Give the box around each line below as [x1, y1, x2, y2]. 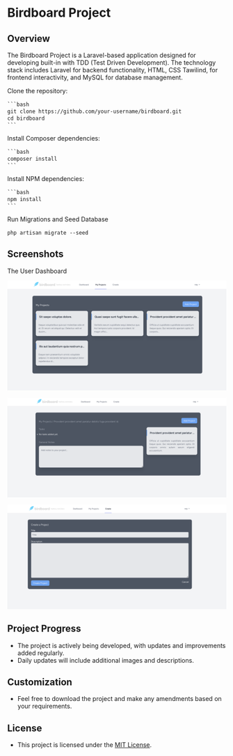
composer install [7, 155, 58, 162]
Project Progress [7, 623, 81, 635]
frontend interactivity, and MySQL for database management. [7, 73, 183, 81]
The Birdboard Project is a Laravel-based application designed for [7, 51, 196, 59]
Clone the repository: [7, 87, 68, 95]
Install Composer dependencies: [7, 134, 100, 142]
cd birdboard [7, 115, 45, 122]
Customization [7, 677, 73, 688]
